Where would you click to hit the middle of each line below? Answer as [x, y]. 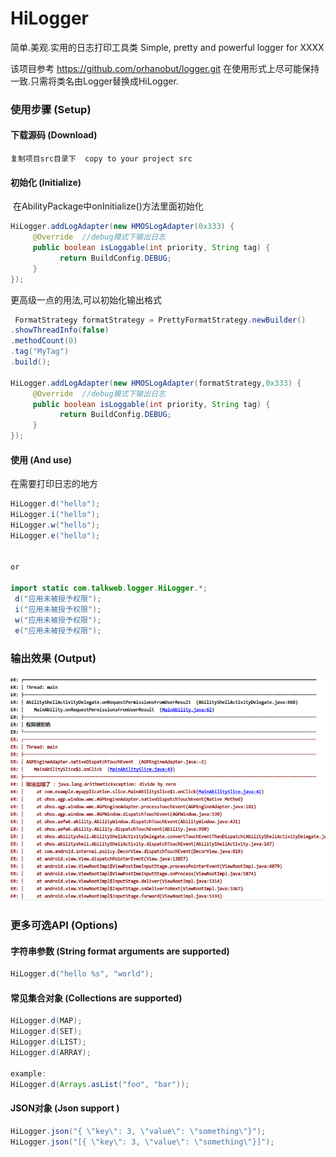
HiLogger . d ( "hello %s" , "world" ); [82, 974]
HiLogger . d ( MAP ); [46, 1021]
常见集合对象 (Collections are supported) [96, 998]
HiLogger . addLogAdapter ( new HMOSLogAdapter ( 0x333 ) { [122, 227]
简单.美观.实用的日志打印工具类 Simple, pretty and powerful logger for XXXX [167, 47]
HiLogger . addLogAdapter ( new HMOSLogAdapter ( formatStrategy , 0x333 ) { [156, 383]
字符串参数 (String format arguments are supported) [120, 951]
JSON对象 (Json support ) [65, 1108]
